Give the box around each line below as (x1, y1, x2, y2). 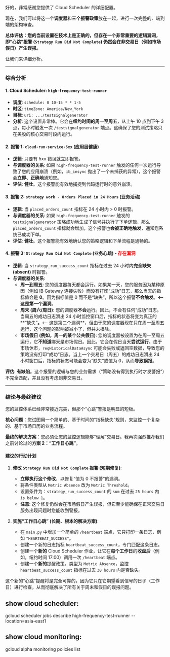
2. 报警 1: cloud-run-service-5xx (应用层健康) (5, 144, 99, 150)
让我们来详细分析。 (5, 56, 46, 62)
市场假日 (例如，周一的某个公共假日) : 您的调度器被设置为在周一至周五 (20, 332, 165, 338)
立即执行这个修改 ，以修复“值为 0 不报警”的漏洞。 (20, 476, 123, 482)
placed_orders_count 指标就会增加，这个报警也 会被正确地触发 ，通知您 (12, 225, 159, 231)
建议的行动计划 (5, 453, 36, 459)
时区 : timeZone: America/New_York (12, 106, 83, 112)
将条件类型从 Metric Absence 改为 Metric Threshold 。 (20, 482, 133, 488)
